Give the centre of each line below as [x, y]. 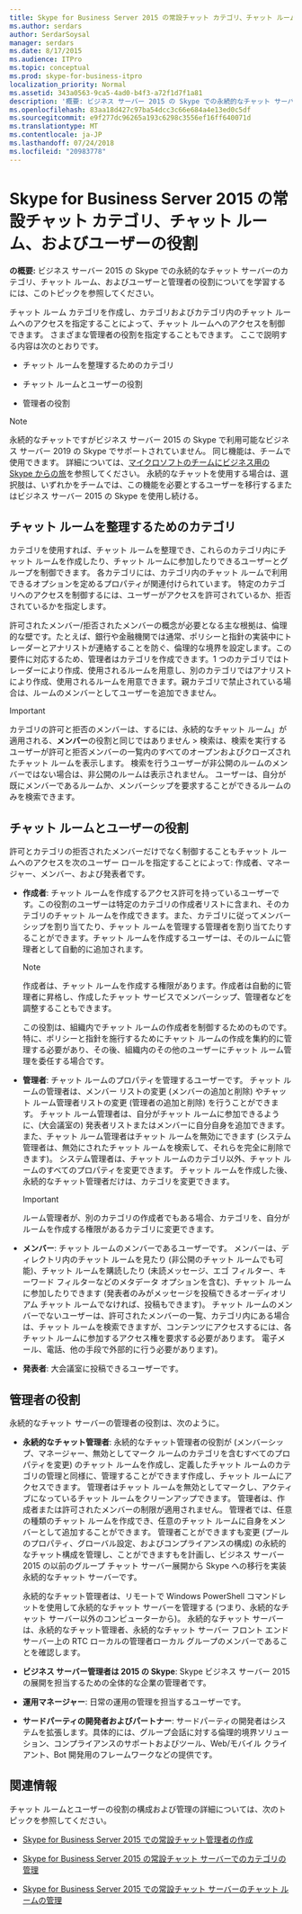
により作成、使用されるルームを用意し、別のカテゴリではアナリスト [166, 670]
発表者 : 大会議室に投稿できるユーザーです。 [102, 1369]
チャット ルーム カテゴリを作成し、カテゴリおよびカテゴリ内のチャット [142, 312]
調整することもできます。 [69, 1008]
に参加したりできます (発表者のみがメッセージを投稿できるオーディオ [151, 1293]
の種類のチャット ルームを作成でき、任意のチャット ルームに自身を [146, 1520]
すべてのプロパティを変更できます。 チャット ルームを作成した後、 [169, 1170]
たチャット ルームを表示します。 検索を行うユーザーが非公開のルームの [141, 763]
